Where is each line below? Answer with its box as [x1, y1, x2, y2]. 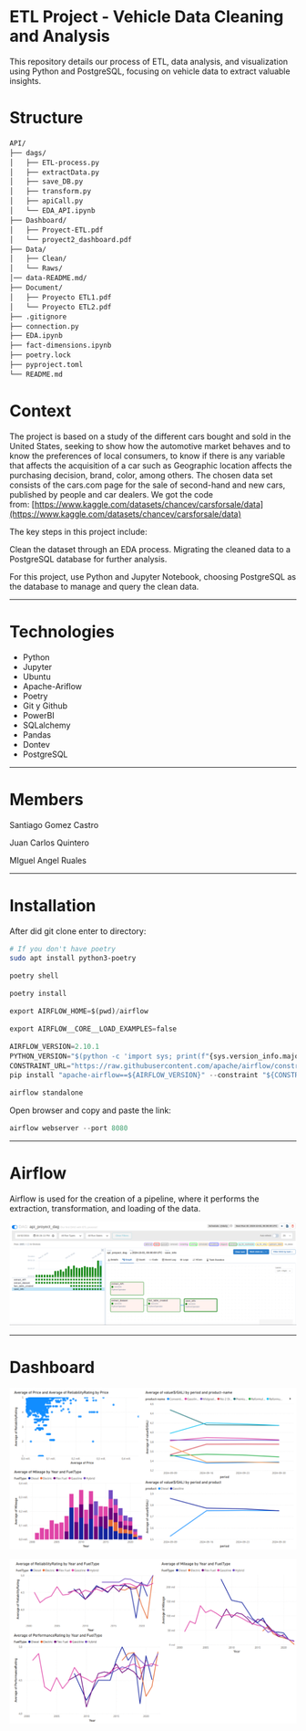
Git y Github [22, 700, 68, 711]
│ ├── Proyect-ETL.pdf [9, 226, 104, 235]
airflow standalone [9, 1088, 84, 1097]
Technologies [9, 621, 116, 642]
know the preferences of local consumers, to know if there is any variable [9, 450, 285, 461]
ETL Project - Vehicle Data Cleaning [9, 6, 284, 27]
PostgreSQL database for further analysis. [9, 553, 168, 564]
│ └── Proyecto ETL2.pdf [9, 302, 112, 311]
